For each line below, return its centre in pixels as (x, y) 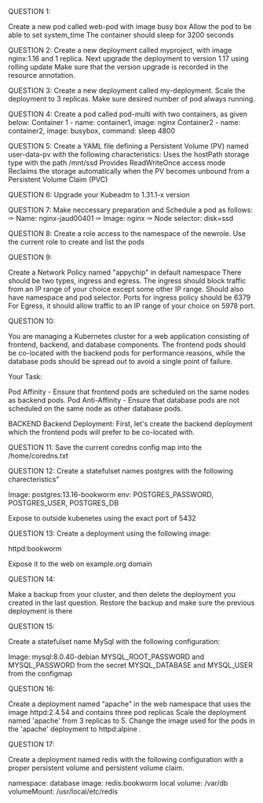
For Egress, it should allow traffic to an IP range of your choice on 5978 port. (131, 306)
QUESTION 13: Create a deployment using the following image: (110, 533)
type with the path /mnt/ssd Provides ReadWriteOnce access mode (117, 163)
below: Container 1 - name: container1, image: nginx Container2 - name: (124, 122)
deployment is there (40, 611)
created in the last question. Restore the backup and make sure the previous (131, 602)
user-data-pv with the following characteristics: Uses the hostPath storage (129, 154)
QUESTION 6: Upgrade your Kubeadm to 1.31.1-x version (99, 195)
